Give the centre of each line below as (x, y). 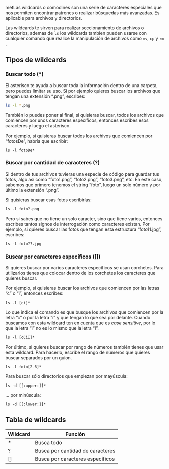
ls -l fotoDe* (20, 150)
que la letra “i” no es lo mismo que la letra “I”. (52, 328)
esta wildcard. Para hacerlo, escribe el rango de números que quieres (78, 352)
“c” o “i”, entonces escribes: (34, 293)
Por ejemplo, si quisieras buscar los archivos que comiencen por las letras (82, 288)
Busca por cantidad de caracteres (75, 451)
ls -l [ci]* (18, 303)
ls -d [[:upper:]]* (26, 386)
